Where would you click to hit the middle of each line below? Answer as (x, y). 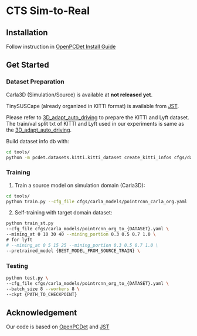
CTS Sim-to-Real (48, 11)
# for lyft (19, 240)
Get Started (28, 65)
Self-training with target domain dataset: (63, 213)
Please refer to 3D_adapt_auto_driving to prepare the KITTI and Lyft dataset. (98, 117)
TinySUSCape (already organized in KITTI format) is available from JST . (93, 106)
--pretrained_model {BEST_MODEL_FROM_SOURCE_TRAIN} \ (73, 251)
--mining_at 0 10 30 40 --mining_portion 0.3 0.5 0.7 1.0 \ (81, 234)
